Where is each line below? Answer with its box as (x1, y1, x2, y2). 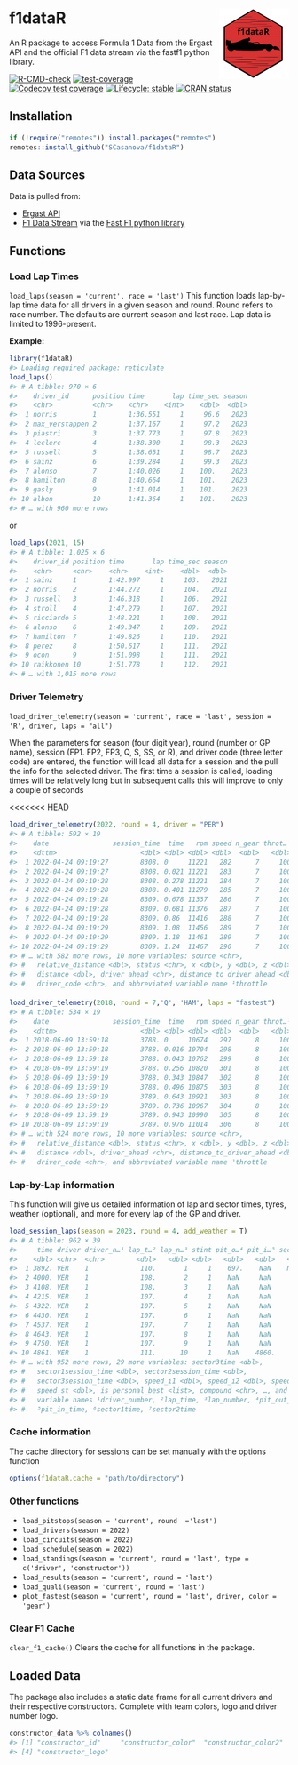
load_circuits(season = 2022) (21, 1535, 135, 1545)
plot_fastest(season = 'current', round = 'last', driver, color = (21, 1592, 277, 1601)
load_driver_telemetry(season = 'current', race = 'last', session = (9, 713, 272, 722)
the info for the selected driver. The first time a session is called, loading (9, 766, 273, 777)
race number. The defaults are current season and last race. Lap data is (9, 309, 271, 319)
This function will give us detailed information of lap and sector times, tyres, (9, 1199, 286, 1210)
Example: (9, 336, 45, 346)
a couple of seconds (9, 785, 84, 795)
